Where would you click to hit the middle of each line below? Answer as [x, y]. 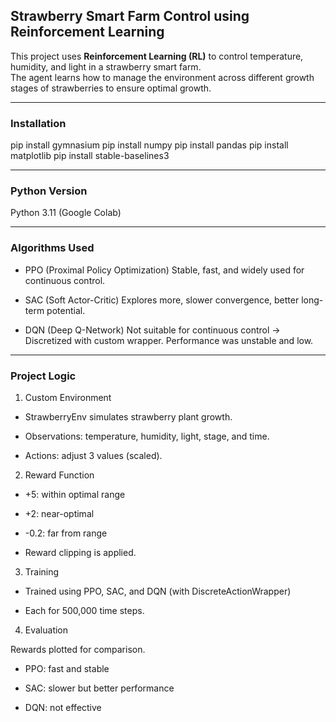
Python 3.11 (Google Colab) [66, 213]
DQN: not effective [63, 707]
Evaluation [46, 630]
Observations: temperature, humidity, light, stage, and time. [147, 436]
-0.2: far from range [66, 533]
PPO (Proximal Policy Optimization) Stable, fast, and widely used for [164, 270]
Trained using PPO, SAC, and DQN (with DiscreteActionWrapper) [158, 591]
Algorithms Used [52, 248]
